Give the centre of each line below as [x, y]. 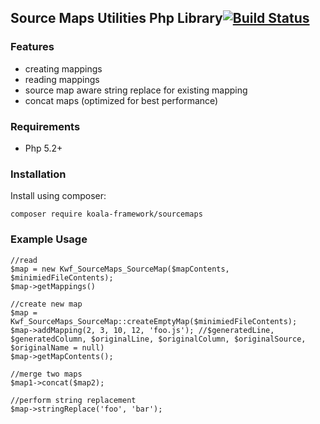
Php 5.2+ [43, 148]
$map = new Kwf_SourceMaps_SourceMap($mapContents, [120, 269]
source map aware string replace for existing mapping [136, 90]
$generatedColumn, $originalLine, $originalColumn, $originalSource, [158, 339]
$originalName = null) [57, 347]
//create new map [46, 304]
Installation [38, 174]
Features [32, 47]
